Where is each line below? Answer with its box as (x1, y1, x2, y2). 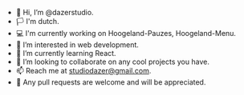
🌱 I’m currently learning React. (15, 49, 116, 57)
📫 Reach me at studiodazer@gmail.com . (15, 66, 152, 75)
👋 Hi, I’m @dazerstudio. (15, 8, 94, 17)
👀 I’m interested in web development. (15, 40, 139, 49)
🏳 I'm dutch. (15, 17, 59, 26)
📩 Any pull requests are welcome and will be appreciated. (15, 77, 206, 87)
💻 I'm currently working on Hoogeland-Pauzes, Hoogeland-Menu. (15, 29, 237, 38)
